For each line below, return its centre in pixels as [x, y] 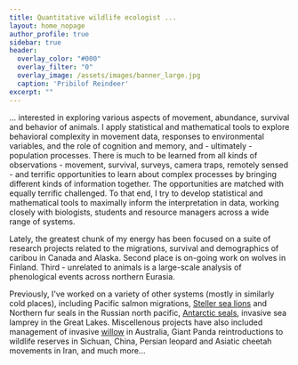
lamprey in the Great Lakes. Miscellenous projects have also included [136, 322]
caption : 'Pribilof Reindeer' [73, 84]
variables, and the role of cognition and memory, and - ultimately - [131, 146]
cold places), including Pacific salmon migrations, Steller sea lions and [138, 303]
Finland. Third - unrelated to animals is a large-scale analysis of [125, 267]
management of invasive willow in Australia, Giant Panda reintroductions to [146, 331]
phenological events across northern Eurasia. [92, 276]
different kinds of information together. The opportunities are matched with [147, 183]
